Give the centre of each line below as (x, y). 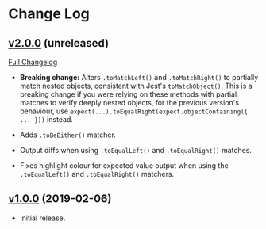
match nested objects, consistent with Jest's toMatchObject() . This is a (136, 86)
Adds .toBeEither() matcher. (68, 135)
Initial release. (42, 218)
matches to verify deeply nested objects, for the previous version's (129, 103)
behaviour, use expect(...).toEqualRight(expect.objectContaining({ (134, 111)
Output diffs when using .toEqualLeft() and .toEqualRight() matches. (136, 150)
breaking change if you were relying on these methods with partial (128, 94)
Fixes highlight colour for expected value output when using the (124, 166)
